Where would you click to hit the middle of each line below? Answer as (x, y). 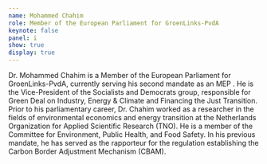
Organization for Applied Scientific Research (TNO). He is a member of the (131, 126)
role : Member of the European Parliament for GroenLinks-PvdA (114, 23)
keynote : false (33, 30)
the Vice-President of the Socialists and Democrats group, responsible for (130, 92)
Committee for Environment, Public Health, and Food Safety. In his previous (132, 135)
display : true (32, 53)
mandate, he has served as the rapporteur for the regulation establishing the (133, 143)
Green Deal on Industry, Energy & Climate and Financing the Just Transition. (133, 101)
